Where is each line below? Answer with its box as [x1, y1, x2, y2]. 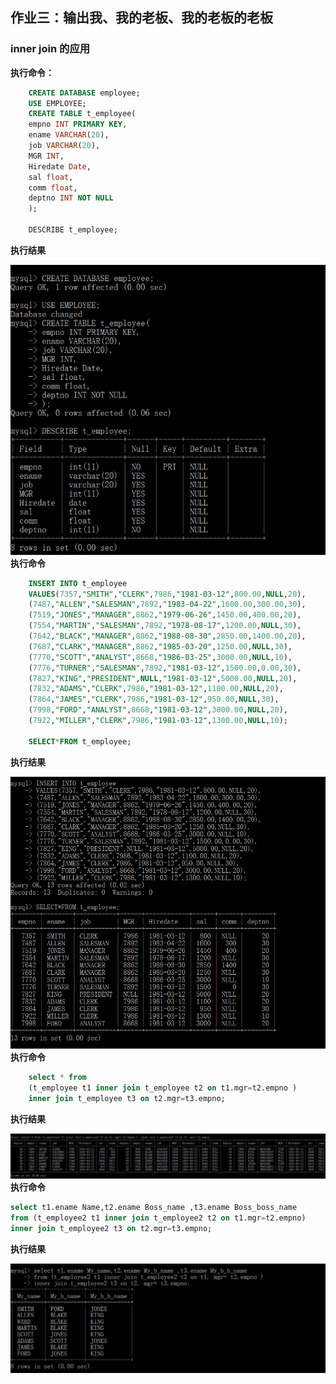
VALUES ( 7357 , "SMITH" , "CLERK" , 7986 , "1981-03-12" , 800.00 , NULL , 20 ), [28, 589, 307, 599]
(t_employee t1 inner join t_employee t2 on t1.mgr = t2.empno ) [28, 1083, 298, 1093]
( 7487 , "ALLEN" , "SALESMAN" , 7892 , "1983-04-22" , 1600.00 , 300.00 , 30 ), [28, 599, 307, 610]
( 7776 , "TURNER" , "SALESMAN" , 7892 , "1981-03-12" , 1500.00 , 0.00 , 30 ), [28, 663, 302, 673]
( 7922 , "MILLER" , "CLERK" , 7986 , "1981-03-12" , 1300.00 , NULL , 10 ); [28, 716, 289, 726]
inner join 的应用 [10, 42, 91, 56]
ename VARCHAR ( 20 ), [28, 130, 110, 140]
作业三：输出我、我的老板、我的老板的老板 [10, 9, 273, 27]
